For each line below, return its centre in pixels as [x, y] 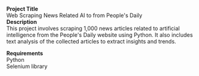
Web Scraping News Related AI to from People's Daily [74, 15]
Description [22, 22]
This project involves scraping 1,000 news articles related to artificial [93, 28]
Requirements [25, 53]
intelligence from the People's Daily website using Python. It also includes [100, 35]
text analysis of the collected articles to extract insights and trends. [91, 41]
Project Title [22, 9]
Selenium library [27, 66]
